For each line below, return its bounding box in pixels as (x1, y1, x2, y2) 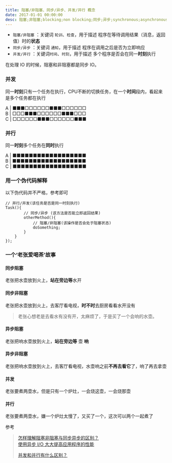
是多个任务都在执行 (5, 95, 46, 101)
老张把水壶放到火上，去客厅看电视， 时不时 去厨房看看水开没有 (5, 302, 136, 308)
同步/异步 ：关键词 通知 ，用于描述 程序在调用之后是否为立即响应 (12, 45, 145, 51)
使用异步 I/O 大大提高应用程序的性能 (17, 441, 95, 448)
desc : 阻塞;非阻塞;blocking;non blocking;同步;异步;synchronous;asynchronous (5, 17, 168, 22)
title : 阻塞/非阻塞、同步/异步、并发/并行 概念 (5, 7, 96, 13)
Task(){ (5, 205, 22, 210)
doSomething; (32, 225, 60, 230)
